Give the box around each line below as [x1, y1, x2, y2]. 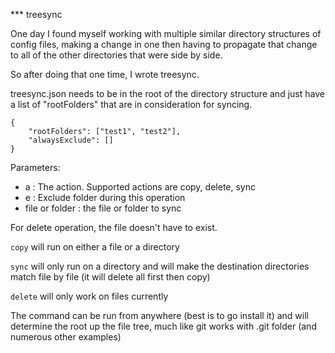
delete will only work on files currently [10, 290, 169, 302]
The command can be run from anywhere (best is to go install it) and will [10, 310, 309, 321]
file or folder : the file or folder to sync [24, 202, 182, 214]
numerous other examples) [10, 331, 122, 343]
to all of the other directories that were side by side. [10, 49, 223, 61]
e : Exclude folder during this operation [24, 192, 186, 203]
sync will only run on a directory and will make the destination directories [10, 260, 310, 272]
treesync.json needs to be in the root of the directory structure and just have [10, 88, 325, 99]
